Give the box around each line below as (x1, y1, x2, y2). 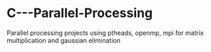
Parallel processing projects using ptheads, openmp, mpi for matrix (6, 28, 204, 37)
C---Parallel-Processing (6, 5, 153, 21)
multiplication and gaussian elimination (6, 36, 121, 44)
